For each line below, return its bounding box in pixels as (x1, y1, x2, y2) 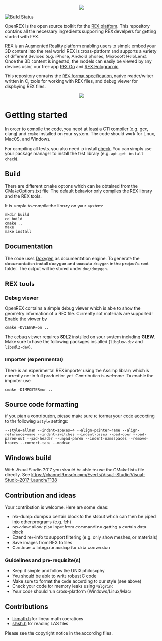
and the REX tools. (5, 193, 42, 199)
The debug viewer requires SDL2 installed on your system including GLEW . (5, 334, 156, 339)
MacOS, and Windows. (5, 136, 51, 142)
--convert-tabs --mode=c (20, 441, 70, 446)
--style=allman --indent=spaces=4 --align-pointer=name (5, 428, 120, 433)
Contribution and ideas (5, 491, 76, 499)
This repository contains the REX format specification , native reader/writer (5, 73, 154, 79)
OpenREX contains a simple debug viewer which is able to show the (5, 305, 141, 311)
